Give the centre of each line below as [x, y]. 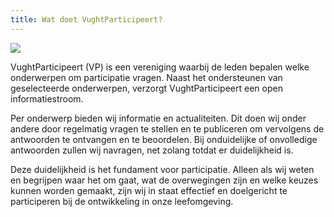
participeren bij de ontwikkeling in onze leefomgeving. [122, 201]
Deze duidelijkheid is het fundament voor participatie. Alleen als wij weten [162, 169]
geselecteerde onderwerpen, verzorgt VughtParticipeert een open [146, 88]
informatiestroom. [47, 98]
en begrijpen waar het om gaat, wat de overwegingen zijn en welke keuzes [164, 180]
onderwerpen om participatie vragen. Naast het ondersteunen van [146, 77]
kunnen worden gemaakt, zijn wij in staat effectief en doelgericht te [149, 190]
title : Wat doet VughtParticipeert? [86, 19]
